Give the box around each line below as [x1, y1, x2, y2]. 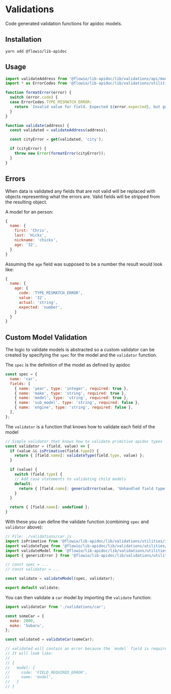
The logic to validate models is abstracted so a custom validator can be [5, 347, 155, 353]
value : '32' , [18, 295, 47, 300]
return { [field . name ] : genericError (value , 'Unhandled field [18, 486, 154, 491]
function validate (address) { [5, 123, 70, 128]
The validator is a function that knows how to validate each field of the [5, 423, 155, 429]
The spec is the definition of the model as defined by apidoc [5, 362, 131, 368]
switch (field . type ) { [14, 472, 63, 477]
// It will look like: [5, 651, 53, 656]
